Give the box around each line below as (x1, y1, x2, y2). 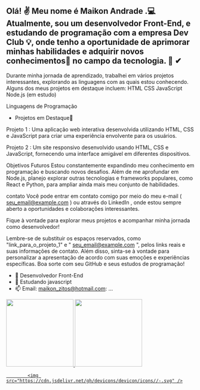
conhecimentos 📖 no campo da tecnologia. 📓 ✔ (6, 56, 182, 66)
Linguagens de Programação (6, 102, 78, 110)
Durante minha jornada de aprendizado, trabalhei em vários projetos (6, 72, 174, 79)
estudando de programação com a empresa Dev (6, 28, 189, 38)
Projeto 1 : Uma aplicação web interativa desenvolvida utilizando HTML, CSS (6, 126, 194, 133)
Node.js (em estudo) (6, 90, 57, 98)
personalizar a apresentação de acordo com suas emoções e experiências (6, 253, 190, 261)
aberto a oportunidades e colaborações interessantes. (6, 205, 140, 212)
